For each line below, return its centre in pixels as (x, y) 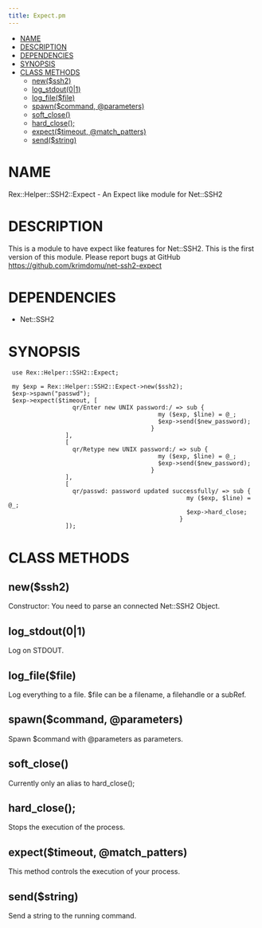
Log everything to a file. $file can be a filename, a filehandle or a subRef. (127, 695)
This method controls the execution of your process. (94, 871)
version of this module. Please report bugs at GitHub (94, 256)
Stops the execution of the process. (67, 827)
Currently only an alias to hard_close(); (72, 783)
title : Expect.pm (37, 16)
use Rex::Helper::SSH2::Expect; (65, 373)
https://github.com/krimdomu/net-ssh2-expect (85, 265)
